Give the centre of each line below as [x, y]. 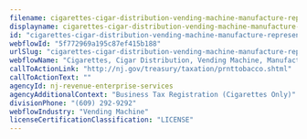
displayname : [34, 27]
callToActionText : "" [51, 78]
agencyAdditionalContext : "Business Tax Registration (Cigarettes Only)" [153, 94]
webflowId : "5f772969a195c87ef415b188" [85, 43]
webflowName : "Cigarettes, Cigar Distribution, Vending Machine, [136, 60]
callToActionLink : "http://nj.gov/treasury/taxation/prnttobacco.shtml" [151, 69]
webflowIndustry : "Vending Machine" [79, 112]
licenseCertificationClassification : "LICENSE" [102, 120]
